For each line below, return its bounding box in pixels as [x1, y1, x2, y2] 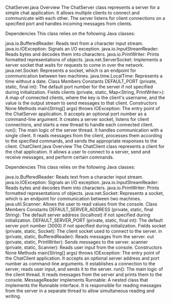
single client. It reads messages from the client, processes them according [5, 133, 162, 138]
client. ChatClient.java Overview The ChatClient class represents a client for [5, 143, 165, 149]
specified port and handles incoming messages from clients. [5, 20, 133, 27]
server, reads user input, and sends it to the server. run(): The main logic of [5, 266, 163, 272]
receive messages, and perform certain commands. [5, 154, 114, 160]
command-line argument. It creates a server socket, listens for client [5, 116, 150, 122]
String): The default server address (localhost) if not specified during [5, 212, 151, 218]
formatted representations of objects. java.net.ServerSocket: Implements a [5, 57, 162, 63]
